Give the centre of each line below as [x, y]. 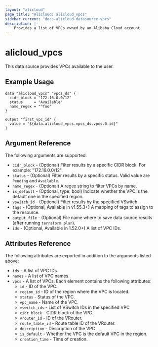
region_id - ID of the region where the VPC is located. [75, 291]
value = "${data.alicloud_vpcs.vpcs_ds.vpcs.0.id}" [64, 124]
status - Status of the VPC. [47, 297]
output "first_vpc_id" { [31, 119]
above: [12, 261]
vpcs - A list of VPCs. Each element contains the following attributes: [82, 281]
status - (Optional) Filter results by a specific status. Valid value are [81, 175]
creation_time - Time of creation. [54, 339]
